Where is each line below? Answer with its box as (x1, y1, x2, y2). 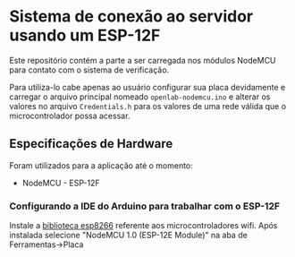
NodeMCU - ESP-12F (21, 177, 100, 188)
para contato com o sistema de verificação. (9, 64, 170, 75)
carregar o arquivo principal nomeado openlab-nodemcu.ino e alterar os (9, 91, 271, 102)
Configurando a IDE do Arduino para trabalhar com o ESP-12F (9, 200, 280, 212)
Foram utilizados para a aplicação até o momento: (9, 159, 194, 171)
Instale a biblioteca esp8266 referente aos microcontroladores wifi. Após (9, 220, 278, 231)
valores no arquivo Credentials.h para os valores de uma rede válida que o (9, 100, 287, 111)
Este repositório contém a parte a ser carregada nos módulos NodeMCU (9, 55, 276, 65)
